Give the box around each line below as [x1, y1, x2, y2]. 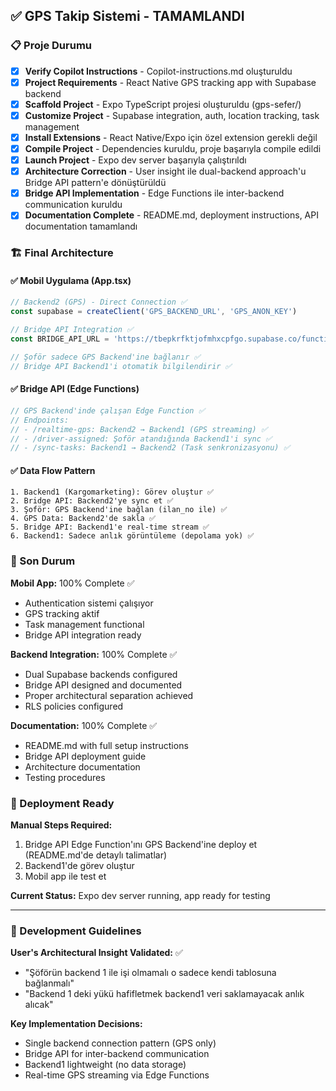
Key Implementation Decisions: [10, 1018, 143, 1030]
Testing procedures [24, 771, 106, 783]
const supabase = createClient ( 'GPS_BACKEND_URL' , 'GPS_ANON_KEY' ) [10, 307, 298, 317]
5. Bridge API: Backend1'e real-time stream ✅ [10, 522, 210, 533]
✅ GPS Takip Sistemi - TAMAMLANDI [10, 8, 245, 25]
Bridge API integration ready [24, 629, 142, 641]
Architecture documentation [24, 760, 141, 773]
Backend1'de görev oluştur [24, 860, 135, 872]
